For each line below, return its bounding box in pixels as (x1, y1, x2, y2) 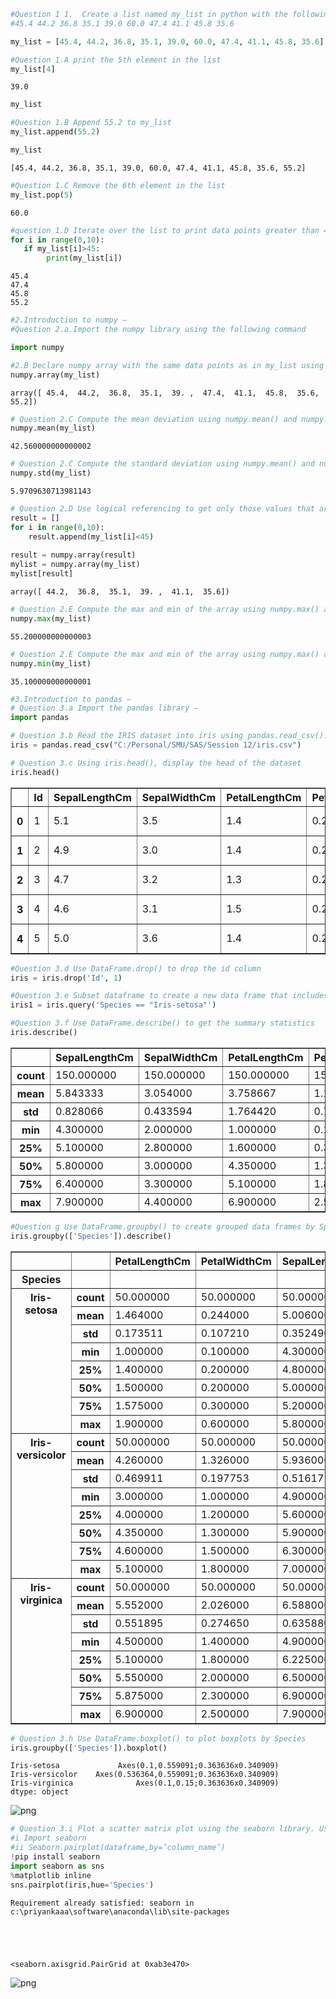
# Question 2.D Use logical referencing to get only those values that (10, 504, 315, 514)
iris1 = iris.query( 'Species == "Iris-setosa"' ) (10, 1000, 217, 1010)
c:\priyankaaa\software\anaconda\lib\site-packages (10, 1906, 230, 1917)
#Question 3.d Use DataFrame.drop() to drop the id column (10, 963, 262, 974)
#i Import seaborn (10, 1833, 87, 1844)
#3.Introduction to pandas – (10, 694, 132, 704)
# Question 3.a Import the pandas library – (10, 703, 199, 714)
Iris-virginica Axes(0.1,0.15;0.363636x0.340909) (10, 1778, 280, 1789)
